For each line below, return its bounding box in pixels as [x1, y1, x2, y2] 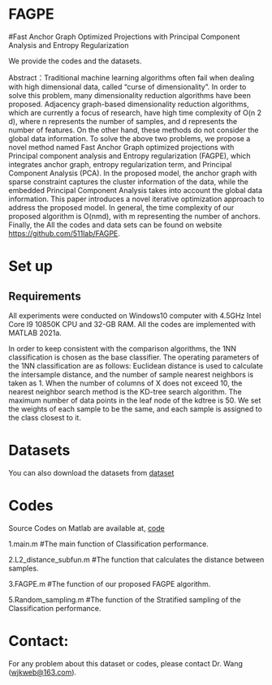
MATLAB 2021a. [8, 328, 63, 338]
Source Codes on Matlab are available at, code [8, 523, 165, 532]
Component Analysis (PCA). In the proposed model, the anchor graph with [8, 168, 257, 178]
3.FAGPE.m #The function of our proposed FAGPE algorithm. [8, 579, 211, 588]
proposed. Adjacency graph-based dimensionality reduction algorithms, [8, 99, 249, 109]
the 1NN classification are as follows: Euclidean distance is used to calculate [8, 360, 264, 370]
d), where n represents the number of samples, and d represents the [8, 116, 238, 126]
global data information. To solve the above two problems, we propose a [8, 133, 251, 143]
